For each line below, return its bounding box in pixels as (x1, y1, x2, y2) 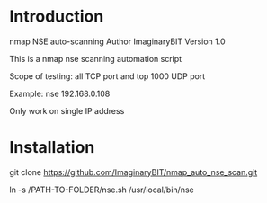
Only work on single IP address (9, 105, 125, 116)
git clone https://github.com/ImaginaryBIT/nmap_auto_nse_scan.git (9, 166, 258, 177)
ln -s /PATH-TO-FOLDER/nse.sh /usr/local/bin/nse (9, 184, 195, 195)
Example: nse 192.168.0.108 (9, 88, 111, 99)
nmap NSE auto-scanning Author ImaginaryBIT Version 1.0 (9, 36, 227, 47)
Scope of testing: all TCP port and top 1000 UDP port (9, 70, 206, 82)
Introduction (9, 6, 104, 27)
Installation (9, 137, 95, 158)
